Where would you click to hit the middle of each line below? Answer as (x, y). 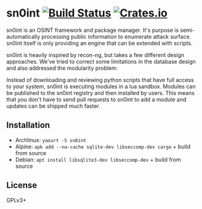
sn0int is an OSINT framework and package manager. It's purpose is (93, 30)
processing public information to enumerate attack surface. (116, 36)
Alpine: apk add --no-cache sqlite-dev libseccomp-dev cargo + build (103, 146)
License (22, 185)
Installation (28, 125)
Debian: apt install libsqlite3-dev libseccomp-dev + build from (98, 159)
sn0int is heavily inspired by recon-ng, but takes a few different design (95, 55)
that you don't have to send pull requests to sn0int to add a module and (96, 99)
